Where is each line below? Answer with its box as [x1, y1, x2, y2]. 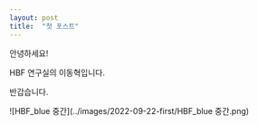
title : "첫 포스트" [9, 22, 80, 31]
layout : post [9, 13, 59, 23]
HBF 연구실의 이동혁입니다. [9, 67, 106, 78]
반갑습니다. [9, 86, 49, 97]
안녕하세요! [9, 47, 49, 59]
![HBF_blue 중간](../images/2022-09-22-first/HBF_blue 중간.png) [9, 105, 250, 116]
